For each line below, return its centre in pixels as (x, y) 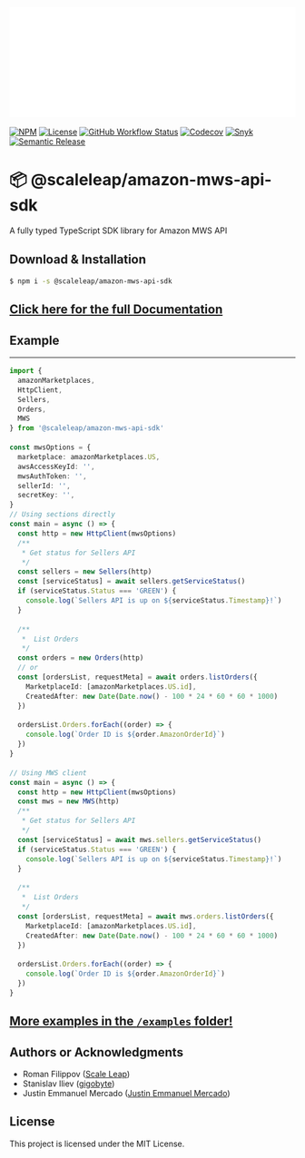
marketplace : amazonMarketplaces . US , (89, 456)
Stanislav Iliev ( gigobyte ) (69, 1084)
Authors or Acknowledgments (97, 1052)
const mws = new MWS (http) (69, 801)
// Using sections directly (63, 515)
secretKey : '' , (46, 496)
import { (26, 371)
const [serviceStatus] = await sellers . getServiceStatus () (132, 582)
